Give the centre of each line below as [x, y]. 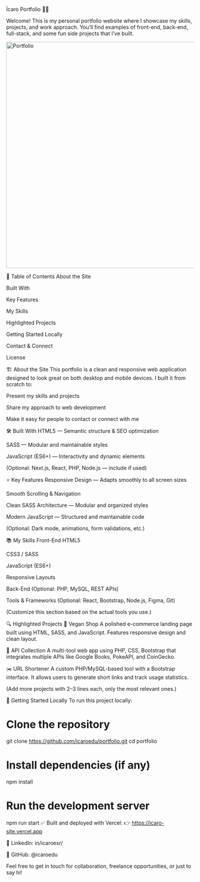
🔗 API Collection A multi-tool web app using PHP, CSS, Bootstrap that [91, 650]
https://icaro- [148, 823]
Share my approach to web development [56, 407]
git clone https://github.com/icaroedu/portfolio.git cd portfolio [82, 741]
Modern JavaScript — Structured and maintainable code [75, 517]
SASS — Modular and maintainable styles [57, 445]
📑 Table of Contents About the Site [49, 276]
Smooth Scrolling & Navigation [43, 494]
